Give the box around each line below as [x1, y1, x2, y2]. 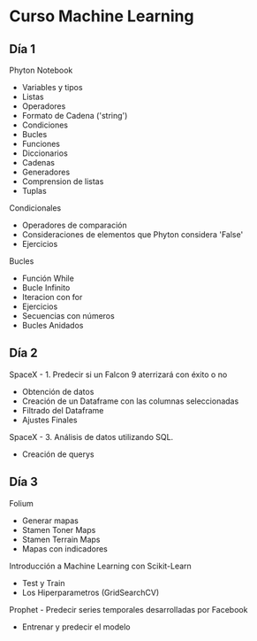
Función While [21, 273, 75, 283]
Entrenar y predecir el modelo [21, 622, 131, 632]
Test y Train [21, 577, 65, 588]
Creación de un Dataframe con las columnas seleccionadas [21, 396, 239, 406]
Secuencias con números [21, 311, 115, 320]
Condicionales [9, 203, 62, 213]
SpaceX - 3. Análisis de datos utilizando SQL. [9, 431, 174, 442]
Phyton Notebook [9, 65, 73, 75]
